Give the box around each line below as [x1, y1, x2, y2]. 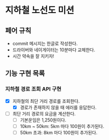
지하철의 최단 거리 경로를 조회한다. [12, 98, 80, 104]
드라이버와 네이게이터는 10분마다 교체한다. [12, 47, 95, 53]
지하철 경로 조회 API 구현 [5, 86, 62, 93]
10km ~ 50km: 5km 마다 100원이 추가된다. [20, 123, 104, 129]
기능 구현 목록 [5, 69, 45, 78]
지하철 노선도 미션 [5, 5, 74, 16]
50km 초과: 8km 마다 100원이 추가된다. [20, 129, 98, 135]
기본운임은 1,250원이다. [20, 117, 66, 123]
